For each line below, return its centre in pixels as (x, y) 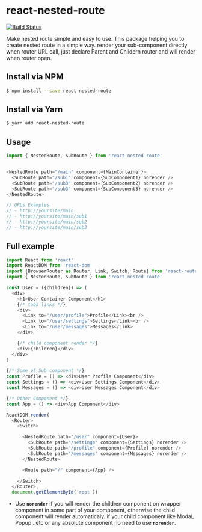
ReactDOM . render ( (28, 415)
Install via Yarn (35, 110)
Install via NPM (35, 77)
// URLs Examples (28, 205)
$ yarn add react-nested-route (45, 123)
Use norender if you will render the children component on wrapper (98, 504)
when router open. (29, 58)
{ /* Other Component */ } (37, 398)
